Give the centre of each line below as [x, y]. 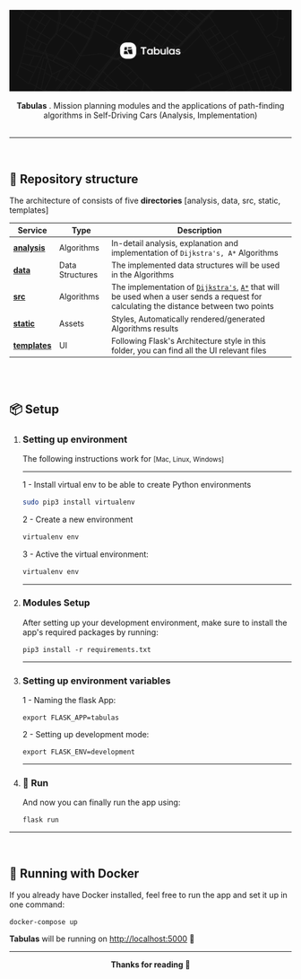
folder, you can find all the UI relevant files [189, 350]
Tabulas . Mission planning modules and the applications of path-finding [150, 106]
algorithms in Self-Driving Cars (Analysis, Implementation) [150, 115]
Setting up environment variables [96, 681]
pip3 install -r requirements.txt [86, 649]
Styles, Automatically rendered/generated [189, 319]
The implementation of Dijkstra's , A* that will [196, 287]
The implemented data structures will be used [196, 265]
